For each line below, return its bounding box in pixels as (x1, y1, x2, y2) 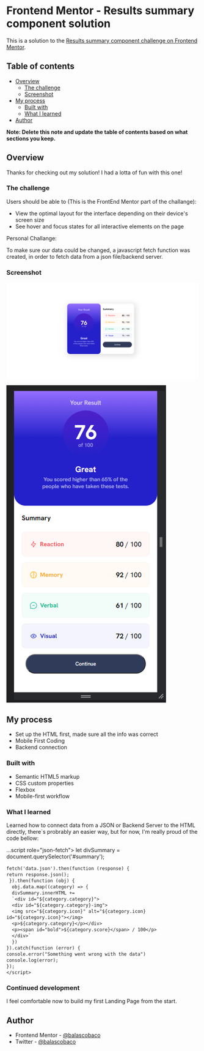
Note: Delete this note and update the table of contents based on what (6, 128, 188, 135)
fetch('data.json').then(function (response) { (6, 866, 130, 872)
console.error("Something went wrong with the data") (6, 951, 147, 957)
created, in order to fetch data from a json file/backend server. (6, 253, 163, 260)
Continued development (6, 983, 80, 992)
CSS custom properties (15, 779, 75, 787)
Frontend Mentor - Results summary (6, 4, 195, 18)
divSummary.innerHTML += (12, 890, 75, 896)
